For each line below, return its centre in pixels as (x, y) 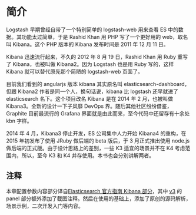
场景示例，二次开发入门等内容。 (45, 206)
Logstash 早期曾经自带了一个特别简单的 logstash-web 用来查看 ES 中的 (92, 29)
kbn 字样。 (19, 121)
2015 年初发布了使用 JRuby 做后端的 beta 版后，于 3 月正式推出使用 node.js (98, 140)
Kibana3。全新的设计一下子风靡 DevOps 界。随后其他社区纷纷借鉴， (89, 106)
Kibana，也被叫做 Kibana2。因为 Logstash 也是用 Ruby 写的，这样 (93, 64)
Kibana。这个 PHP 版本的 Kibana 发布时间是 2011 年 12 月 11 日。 (91, 44)
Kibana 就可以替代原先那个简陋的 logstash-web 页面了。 (74, 71)
